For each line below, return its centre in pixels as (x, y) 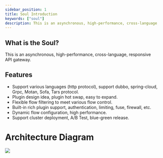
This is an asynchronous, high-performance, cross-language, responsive (78, 54)
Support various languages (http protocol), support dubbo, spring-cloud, (85, 87)
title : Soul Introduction (31, 14)
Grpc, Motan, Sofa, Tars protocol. (45, 92)
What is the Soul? (32, 43)
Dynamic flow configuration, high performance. (59, 112)
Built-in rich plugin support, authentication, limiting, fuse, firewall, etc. (81, 107)
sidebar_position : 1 (26, 9)
